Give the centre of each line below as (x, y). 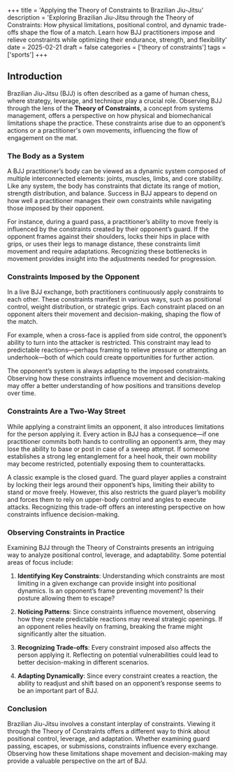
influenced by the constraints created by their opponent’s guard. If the (108, 229)
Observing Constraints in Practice (66, 532)
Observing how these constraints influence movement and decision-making (116, 378)
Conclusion (27, 708)
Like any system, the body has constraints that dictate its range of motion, (114, 186)
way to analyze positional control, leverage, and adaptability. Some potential (117, 555)
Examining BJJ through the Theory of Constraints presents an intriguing (111, 548)
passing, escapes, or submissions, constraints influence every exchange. (113, 746)
